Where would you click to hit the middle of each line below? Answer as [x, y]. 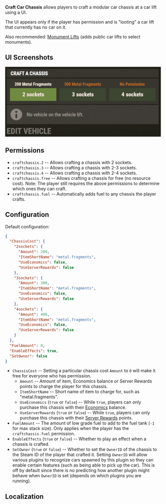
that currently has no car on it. [36, 27]
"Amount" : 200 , [34, 252]
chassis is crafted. [31, 444]
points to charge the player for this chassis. [63, 386]
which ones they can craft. [39, 189]
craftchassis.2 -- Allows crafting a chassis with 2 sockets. [72, 162]
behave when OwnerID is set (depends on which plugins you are [77, 476]
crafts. [19, 199]
